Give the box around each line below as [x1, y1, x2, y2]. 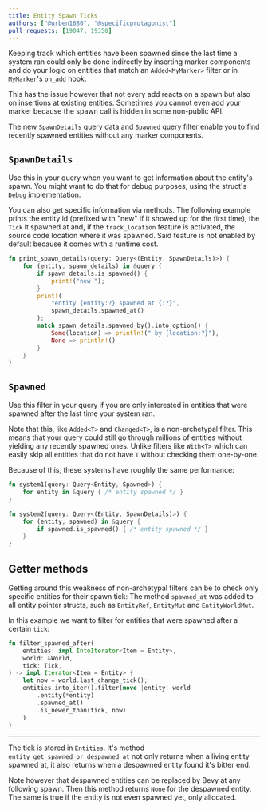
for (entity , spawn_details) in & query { [22, 262, 162, 270]
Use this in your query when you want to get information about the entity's [8, 173, 253, 182]
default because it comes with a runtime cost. [8, 239, 159, 249]
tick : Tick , [22, 661, 62, 670]
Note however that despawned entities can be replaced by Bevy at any [8, 776, 241, 785]
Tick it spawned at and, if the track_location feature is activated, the [8, 222, 235, 232]
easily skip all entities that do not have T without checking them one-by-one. [8, 449, 259, 460]
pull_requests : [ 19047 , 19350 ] [8, 26, 112, 34]
